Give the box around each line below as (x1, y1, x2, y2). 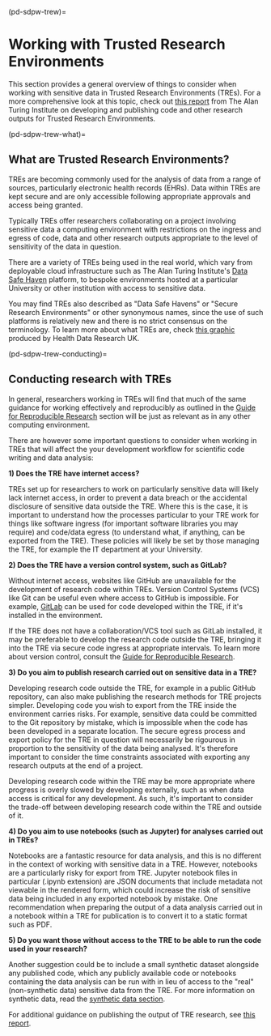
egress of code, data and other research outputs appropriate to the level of (8, 232, 259, 242)
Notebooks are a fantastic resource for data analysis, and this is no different (8, 851, 261, 860)
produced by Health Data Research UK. (8, 333, 140, 343)
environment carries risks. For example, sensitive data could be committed (8, 709, 257, 718)
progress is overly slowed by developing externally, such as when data (8, 785, 244, 795)
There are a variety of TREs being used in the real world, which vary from (8, 257, 253, 266)
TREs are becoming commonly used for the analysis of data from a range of (8, 174, 261, 184)
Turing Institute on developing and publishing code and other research (8, 104, 243, 114)
